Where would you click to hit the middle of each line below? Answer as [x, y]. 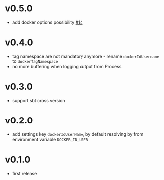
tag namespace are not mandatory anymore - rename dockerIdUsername [85, 56]
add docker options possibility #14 [47, 22]
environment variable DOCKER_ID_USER [50, 139]
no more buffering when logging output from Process [67, 66]
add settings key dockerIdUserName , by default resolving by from [78, 134]
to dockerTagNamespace [35, 61]
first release [25, 173]
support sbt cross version [39, 100]
